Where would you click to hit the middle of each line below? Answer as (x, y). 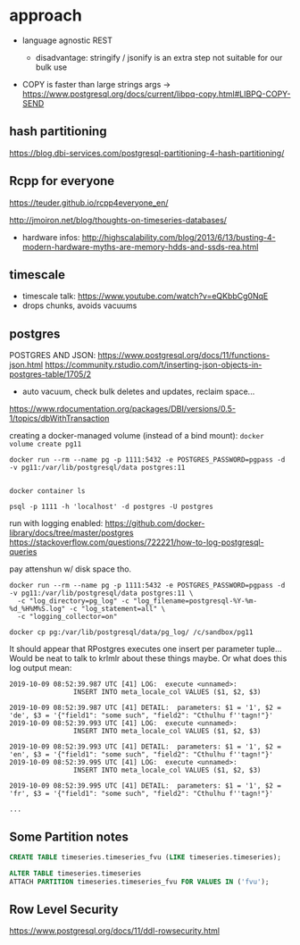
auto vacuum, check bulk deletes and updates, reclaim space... (138, 392)
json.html (26, 365)
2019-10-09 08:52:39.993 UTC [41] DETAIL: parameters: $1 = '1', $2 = (145, 747)
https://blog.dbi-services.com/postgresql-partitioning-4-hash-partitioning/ (147, 153)
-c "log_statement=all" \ (117, 609)
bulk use (51, 67)
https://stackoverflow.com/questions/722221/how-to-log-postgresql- (137, 542)
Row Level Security (64, 910)
